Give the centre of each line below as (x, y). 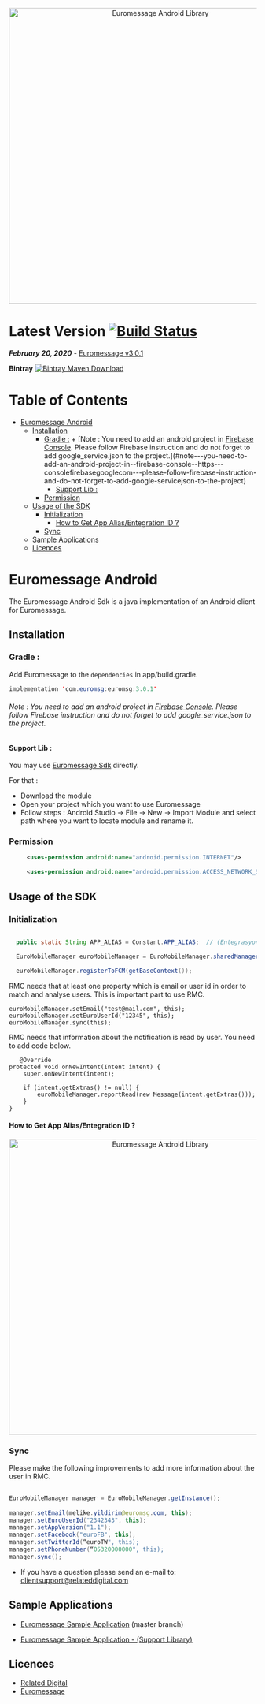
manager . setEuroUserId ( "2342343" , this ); (78, 1520)
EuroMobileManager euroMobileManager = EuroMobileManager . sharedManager (138, 956)
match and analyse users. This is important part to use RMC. (107, 994)
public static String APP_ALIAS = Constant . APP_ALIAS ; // (115, 942)
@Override (35, 1060)
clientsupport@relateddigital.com (74, 1580)
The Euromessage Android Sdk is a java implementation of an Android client (132, 601)
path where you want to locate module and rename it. (107, 821)
